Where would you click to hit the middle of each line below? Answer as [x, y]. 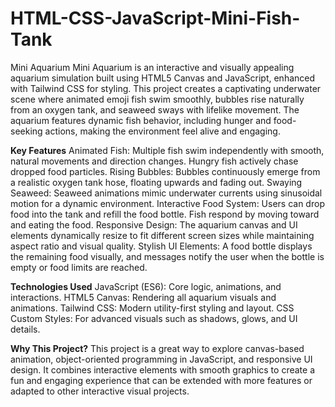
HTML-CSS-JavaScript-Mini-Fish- [155, 18]
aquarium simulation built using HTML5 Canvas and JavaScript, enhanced [163, 78]
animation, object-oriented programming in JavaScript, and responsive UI [161, 359]
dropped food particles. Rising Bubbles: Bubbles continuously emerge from [165, 171]
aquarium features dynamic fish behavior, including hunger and [141, 120]
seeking [26, 131]
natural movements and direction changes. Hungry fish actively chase [154, 161]
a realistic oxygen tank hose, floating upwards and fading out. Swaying [156, 182]
